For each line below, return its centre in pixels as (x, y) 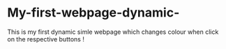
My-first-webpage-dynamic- (93, 13)
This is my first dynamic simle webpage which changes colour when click (113, 32)
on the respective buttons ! (46, 39)
